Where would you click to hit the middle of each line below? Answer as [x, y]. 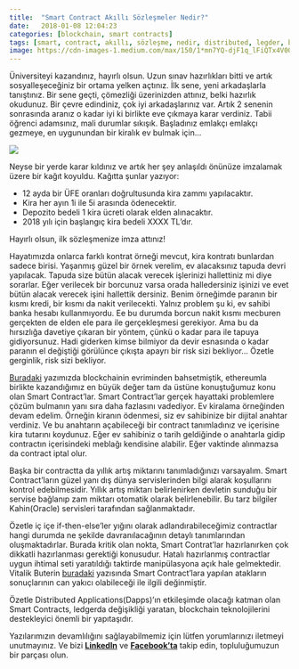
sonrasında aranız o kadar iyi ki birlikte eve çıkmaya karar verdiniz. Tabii [141, 114]
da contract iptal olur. [48, 453]
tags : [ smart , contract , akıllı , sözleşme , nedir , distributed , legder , [147, 42]
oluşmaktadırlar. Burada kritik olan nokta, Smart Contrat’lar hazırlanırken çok [149, 545]
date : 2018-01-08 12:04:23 [63, 26]
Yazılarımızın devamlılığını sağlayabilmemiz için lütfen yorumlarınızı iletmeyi [147, 636]
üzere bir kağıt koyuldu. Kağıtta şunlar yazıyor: [94, 176]
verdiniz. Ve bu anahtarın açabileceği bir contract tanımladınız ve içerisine [145, 425]
